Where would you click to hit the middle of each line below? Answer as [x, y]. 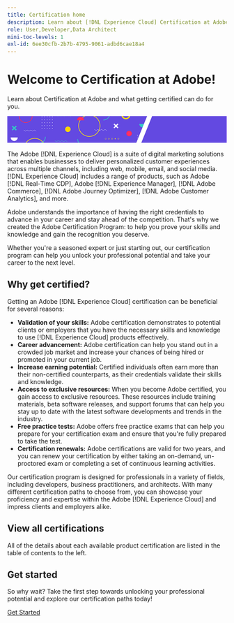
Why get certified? [49, 285]
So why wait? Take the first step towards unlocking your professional [106, 592]
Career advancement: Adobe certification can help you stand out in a [117, 344]
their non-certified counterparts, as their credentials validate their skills [119, 374]
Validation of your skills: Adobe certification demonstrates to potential [119, 322]
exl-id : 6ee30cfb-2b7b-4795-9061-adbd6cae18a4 [76, 44]
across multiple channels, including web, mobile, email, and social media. [112, 168]
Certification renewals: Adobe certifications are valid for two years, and [121, 448]
